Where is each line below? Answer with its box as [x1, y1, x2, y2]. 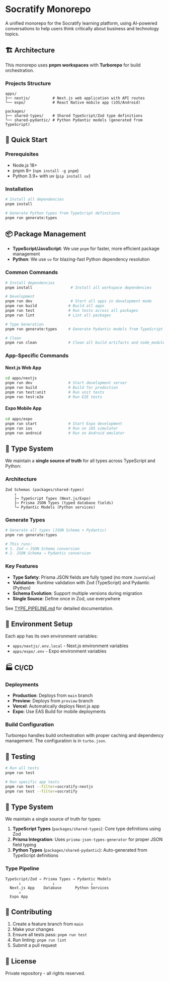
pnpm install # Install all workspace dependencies [5, 285, 152, 290]
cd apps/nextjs [5, 376, 37, 381]
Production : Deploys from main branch [12, 692, 93, 698]
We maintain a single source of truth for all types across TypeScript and [5, 458, 155, 464]
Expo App [10, 894, 28, 899]
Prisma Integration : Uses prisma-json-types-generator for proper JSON [12, 836, 163, 843]
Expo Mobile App [5, 405, 42, 411]
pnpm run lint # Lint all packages [5, 313, 112, 318]
